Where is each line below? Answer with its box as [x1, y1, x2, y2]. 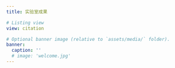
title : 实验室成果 [6, 8, 48, 15]
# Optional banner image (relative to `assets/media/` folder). [6, 36, 170, 42]
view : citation [6, 25, 44, 31]
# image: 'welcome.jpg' [11, 53, 71, 59]
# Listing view [6, 19, 44, 26]
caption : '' [11, 48, 42, 54]
